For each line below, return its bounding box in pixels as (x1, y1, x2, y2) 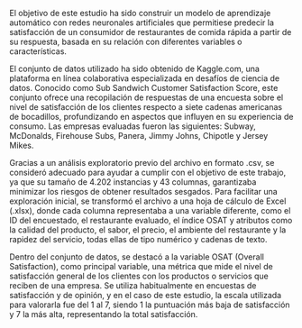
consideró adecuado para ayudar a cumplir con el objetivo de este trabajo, (9, 167, 287, 178)
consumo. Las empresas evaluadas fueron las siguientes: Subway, (9, 121, 256, 132)
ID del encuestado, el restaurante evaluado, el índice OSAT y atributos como (9, 215, 293, 225)
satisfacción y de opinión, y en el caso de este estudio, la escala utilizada (9, 290, 282, 300)
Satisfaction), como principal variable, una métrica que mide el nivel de (9, 261, 273, 271)
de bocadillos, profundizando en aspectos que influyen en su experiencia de (9, 112, 294, 122)
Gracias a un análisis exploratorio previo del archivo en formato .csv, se (9, 158, 275, 168)
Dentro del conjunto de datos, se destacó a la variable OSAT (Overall (9, 251, 264, 262)
